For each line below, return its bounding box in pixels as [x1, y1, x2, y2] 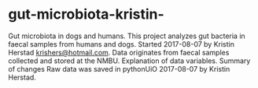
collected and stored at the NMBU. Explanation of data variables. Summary [8, 56, 251, 65]
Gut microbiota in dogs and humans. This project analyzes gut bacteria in [8, 31, 245, 40]
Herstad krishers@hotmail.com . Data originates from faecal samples [8, 48, 230, 57]
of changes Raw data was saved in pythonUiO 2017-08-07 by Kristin [8, 64, 230, 73]
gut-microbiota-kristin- [8, 5, 165, 23]
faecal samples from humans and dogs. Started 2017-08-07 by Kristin [8, 39, 234, 48]
